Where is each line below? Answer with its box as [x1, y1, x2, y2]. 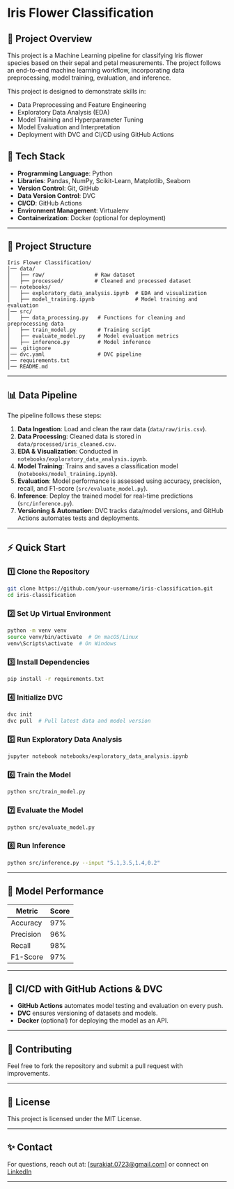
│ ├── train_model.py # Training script [7, 326, 151, 333]
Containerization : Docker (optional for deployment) [17, 213, 166, 222]
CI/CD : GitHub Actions [17, 199, 82, 207]
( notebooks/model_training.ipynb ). [17, 470, 118, 478]
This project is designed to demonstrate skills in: [7, 87, 146, 95]
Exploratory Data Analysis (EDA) [17, 108, 110, 116]
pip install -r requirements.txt [7, 676, 104, 683]
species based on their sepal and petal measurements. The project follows [7, 59, 221, 67]
